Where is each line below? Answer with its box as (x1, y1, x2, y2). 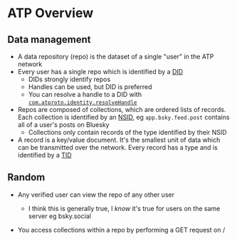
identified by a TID (17, 151, 73, 159)
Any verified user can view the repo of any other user (17, 190, 174, 199)
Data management (7, 34, 91, 46)
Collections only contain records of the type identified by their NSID (28, 128, 227, 136)
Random (7, 171, 46, 183)
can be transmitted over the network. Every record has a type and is (17, 143, 218, 151)
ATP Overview (7, 5, 94, 21)
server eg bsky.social (28, 212, 91, 220)
